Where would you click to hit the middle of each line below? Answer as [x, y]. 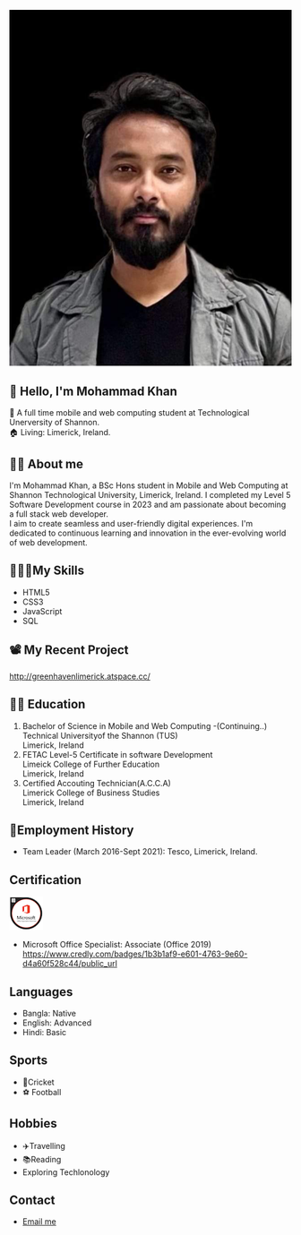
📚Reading [42, 1159]
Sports [29, 1061]
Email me [39, 1222]
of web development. [48, 543]
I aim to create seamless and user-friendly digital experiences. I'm [131, 524]
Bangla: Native [49, 1013]
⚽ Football [42, 1092]
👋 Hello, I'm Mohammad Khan [93, 391]
